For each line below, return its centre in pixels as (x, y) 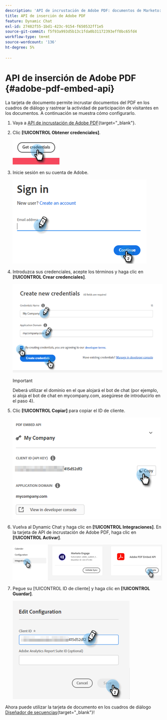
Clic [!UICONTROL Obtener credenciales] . (56, 132)
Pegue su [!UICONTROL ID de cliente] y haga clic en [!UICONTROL (81, 589)
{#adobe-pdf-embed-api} (60, 89)
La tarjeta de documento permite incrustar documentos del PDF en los (77, 102)
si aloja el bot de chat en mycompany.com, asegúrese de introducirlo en (86, 396)
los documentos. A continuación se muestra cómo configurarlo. (71, 113)
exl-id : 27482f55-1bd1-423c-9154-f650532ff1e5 (54, 26)
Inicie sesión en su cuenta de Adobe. (50, 172)
